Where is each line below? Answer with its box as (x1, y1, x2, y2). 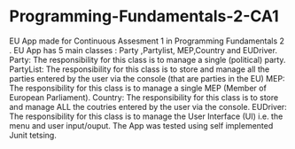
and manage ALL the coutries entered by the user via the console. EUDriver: (9, 101, 288, 112)
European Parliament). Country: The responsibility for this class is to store (9, 91, 279, 103)
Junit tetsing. (9, 129, 58, 140)
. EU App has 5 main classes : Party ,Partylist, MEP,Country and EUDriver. (9, 44, 277, 55)
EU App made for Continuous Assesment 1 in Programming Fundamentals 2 (9, 35, 285, 46)
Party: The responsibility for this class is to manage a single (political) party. (9, 54, 286, 65)
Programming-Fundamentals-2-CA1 (9, 6, 279, 27)
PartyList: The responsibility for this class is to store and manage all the (9, 64, 270, 74)
